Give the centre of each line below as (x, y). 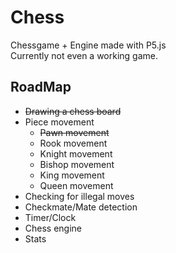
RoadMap (41, 87)
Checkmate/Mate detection (81, 207)
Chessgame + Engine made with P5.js (88, 45)
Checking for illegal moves (79, 196)
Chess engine (53, 228)
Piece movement (59, 122)
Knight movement (76, 153)
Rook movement (73, 143)
